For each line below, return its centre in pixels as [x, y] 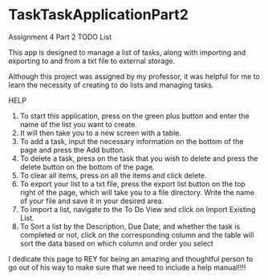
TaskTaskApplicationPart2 [98, 15]
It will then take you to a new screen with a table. [101, 133]
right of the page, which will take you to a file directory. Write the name [137, 192]
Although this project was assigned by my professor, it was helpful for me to [134, 76]
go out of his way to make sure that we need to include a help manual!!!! [127, 267]
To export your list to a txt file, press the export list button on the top [133, 184]
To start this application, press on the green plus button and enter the [135, 116]
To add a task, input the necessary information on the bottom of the [132, 141]
